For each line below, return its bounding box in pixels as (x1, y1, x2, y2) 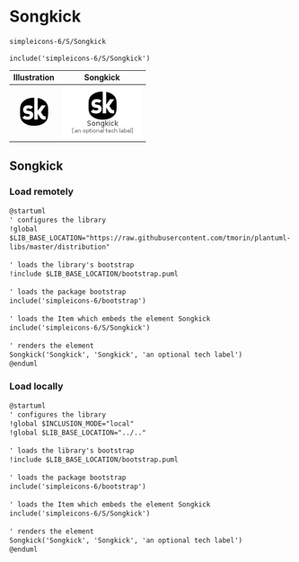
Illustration (13, 72, 56, 83)
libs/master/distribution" (9, 242, 110, 251)
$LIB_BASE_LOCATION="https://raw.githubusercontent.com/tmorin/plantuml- (9, 233, 292, 242)
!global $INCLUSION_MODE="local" (9, 419, 135, 428)
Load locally (9, 380, 64, 392)
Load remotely (9, 185, 75, 198)
